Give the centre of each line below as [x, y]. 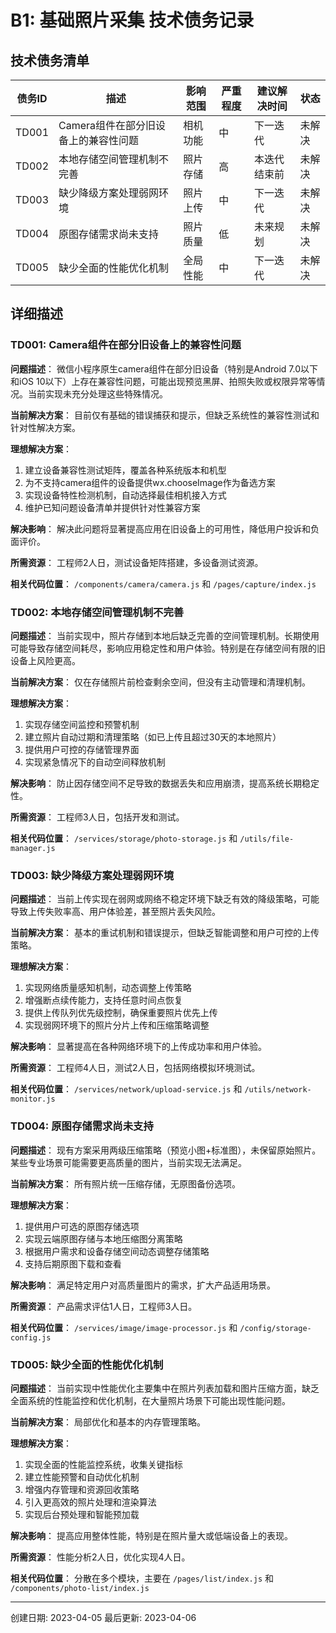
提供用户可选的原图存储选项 [82, 1226]
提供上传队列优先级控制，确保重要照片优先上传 [121, 1013]
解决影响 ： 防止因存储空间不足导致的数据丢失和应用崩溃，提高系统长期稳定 [165, 783]
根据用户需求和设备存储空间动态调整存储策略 [117, 1251]
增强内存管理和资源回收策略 [82, 1489]
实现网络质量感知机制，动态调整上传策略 [108, 988]
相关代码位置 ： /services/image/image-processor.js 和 [124, 1327]
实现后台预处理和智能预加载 [82, 1514]
